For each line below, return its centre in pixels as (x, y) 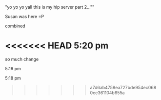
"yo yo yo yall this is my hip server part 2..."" (50, 7)
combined (15, 26)
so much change (22, 59)
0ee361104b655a (108, 93)
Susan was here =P (25, 16)
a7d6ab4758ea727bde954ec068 (123, 87)
